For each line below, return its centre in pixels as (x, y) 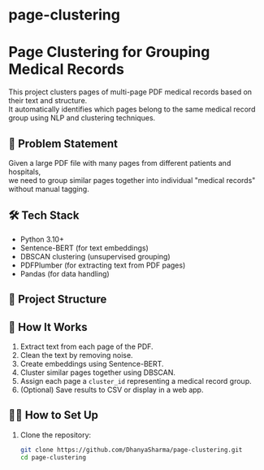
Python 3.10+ (42, 239)
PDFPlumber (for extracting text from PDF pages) (103, 265)
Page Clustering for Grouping (109, 52)
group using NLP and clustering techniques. (82, 118)
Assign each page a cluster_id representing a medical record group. (136, 381)
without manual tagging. (49, 189)
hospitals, (25, 172)
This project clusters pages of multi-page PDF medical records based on (130, 92)
